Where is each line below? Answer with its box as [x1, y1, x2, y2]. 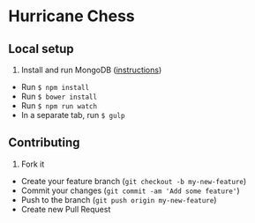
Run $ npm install [20, 82, 90, 92]
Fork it [20, 159, 45, 169]
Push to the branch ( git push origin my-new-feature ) [20, 194, 217, 204]
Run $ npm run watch [20, 100, 98, 111]
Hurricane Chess [8, 6, 136, 26]
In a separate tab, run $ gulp [20, 110, 125, 120]
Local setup [8, 41, 74, 56]
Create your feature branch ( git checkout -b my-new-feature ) [20, 175, 247, 186]
